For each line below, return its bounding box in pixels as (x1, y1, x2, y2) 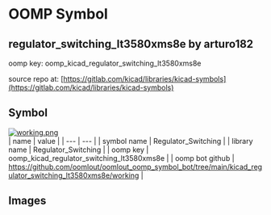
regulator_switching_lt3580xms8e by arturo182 (8, 37, 254, 51)
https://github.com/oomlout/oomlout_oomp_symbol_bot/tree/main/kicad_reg (8, 162, 263, 171)
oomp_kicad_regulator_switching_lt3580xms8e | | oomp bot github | (8, 153, 236, 162)
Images (8, 194, 47, 208)
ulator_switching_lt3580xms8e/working (8, 171, 140, 180)
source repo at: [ (8, 74, 64, 83)
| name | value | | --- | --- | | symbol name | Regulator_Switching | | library (8, 136, 253, 145)
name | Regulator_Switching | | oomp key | (8, 145, 149, 154)
